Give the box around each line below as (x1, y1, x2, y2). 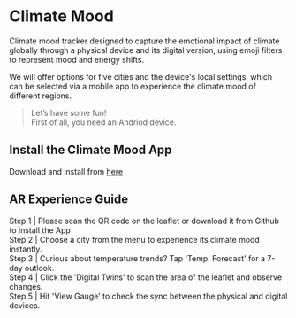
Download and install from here (9, 166, 124, 176)
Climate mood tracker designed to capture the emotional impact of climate (9, 35, 280, 46)
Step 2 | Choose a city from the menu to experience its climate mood (9, 234, 261, 244)
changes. (9, 281, 43, 291)
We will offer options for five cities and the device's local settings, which (9, 71, 272, 81)
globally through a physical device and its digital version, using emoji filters (9, 44, 283, 55)
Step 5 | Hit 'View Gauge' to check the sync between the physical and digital (9, 291, 288, 301)
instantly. (9, 244, 42, 254)
